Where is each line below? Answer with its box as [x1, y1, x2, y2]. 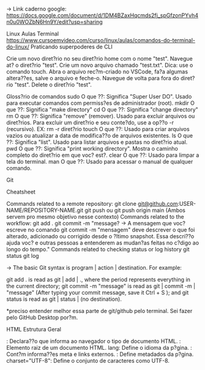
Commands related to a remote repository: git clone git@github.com [6, 200, 178, 207]
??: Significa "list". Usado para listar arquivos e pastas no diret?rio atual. [6, 138, 188, 146]
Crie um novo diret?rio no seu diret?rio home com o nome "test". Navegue [6, 55, 193, 62]
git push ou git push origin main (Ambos [84, 206, 185, 214]
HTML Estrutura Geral [6, 326, 61, 333]
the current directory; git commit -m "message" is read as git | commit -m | [6, 282, 196, 290]
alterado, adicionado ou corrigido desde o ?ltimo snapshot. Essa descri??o [6, 233, 195, 240]
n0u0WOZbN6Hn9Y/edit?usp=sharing [6, 18, 103, 25]
